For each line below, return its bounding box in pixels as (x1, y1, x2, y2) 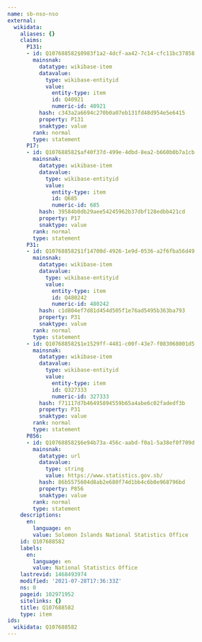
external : (7, 17, 37, 24)
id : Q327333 (52, 386, 87, 394)
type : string (45, 465, 84, 472)
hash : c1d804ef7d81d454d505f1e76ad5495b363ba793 (38, 307, 186, 314)
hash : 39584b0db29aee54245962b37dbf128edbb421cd (38, 209, 186, 216)
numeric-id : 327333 (52, 393, 110, 400)
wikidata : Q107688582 (13, 624, 78, 631)
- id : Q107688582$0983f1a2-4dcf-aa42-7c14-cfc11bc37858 (26, 50, 195, 57)
